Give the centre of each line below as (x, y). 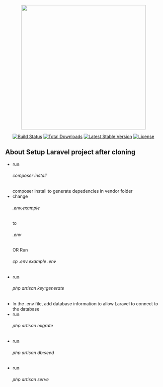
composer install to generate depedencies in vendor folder (72, 191)
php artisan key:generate (38, 288)
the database (26, 309)
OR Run (20, 250)
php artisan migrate (33, 326)
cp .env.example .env (34, 261)
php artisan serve (31, 379)
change (20, 196)
